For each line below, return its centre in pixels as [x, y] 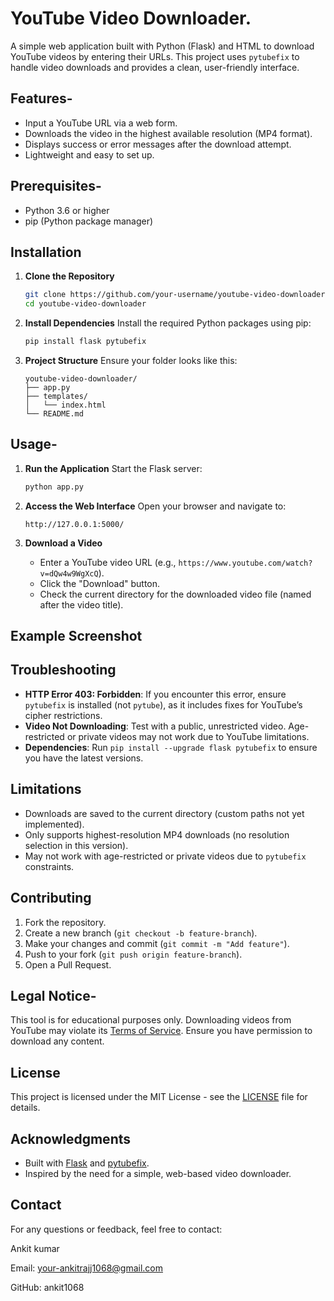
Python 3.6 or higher [67, 210]
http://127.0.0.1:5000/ [74, 524]
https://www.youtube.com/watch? [245, 563]
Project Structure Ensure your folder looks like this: [131, 360]
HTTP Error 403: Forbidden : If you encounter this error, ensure [155, 694]
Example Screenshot [76, 636]
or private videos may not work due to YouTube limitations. [188, 736]
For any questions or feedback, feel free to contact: [116, 1229]
